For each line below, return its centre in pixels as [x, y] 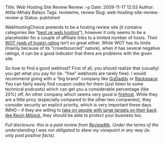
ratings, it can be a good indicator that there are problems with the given [79, 53]
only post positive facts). [30, 135]
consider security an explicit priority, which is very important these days [78, 105]
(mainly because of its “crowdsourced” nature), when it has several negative [82, 48]
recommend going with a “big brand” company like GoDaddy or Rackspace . [82, 79]
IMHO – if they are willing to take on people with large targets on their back [81, 110]
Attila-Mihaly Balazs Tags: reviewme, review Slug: [55, 12]
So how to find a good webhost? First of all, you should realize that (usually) [82, 68]
